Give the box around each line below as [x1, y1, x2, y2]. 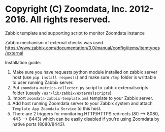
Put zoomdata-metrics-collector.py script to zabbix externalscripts [12, 84, 149, 90]
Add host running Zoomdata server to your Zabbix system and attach [12, 100, 153, 106]
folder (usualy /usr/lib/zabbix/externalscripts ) [12, 90, 112, 96]
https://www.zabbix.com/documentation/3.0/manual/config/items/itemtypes [5, 45, 160, 51]
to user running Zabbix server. [12, 79, 74, 85]
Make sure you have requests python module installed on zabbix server [12, 69, 158, 75]
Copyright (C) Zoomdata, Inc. [5, 3, 127, 15]
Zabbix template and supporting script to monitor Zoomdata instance [5, 30, 145, 36]
